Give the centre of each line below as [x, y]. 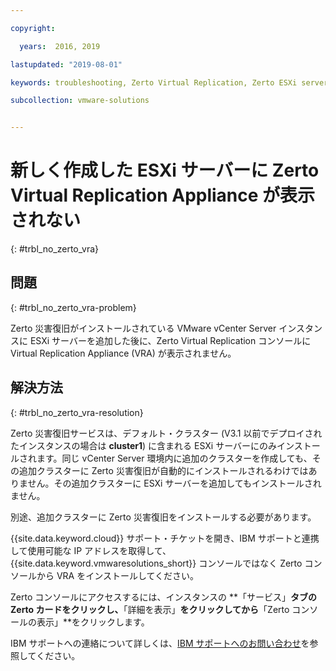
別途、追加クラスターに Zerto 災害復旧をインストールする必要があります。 [163, 517]
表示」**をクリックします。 [93, 622]
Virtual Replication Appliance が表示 [163, 195]
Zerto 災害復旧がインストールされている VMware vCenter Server [143, 328]
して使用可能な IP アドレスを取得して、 [91, 550]
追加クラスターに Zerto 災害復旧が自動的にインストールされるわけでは [163, 470]
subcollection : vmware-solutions [80, 101]
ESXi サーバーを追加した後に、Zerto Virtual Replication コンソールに [170, 340]
